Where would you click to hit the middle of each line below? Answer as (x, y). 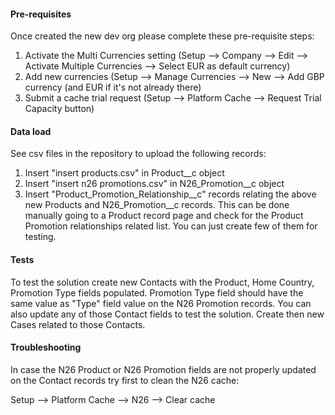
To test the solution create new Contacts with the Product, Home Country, (162, 282)
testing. (40, 237)
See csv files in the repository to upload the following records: (138, 154)
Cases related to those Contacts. (78, 324)
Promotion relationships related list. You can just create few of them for (171, 226)
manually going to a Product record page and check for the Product (164, 216)
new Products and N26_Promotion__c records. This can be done (157, 205)
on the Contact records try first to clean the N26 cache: (125, 380)
